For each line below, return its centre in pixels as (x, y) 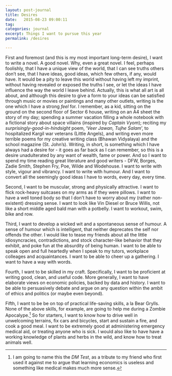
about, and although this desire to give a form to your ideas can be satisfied (85, 96)
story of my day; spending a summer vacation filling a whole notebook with (84, 117)
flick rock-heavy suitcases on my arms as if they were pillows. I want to (81, 192)
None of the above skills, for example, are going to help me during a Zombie (85, 309)
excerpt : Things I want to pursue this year (53, 34)
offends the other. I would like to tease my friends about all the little (76, 234)
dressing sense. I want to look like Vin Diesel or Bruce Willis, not (92, 203)
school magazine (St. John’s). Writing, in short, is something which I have (82, 144)
